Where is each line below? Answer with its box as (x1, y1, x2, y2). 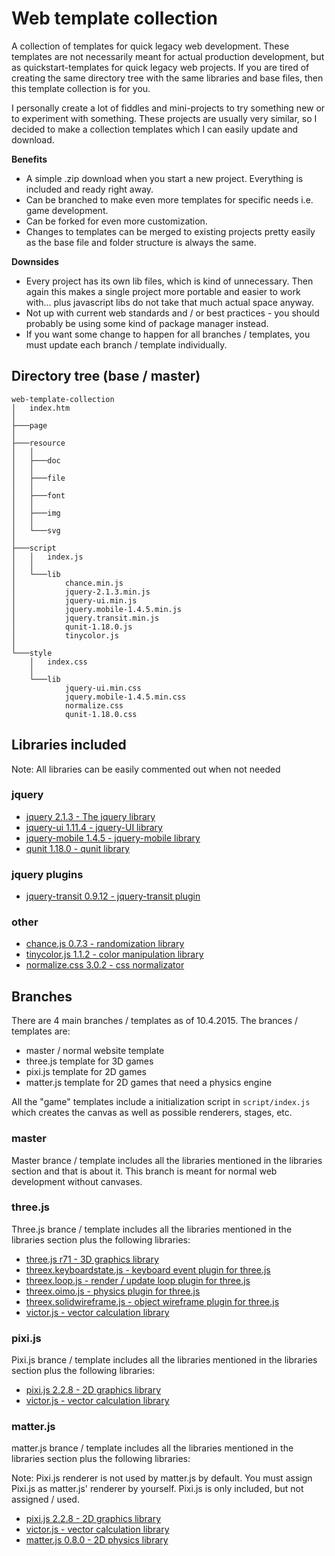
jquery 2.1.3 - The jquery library (25, 810, 156, 822)
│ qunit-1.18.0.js (11, 622, 133, 632)
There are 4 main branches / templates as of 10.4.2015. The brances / (11, 1015, 299, 1027)
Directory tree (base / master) (11, 368, 201, 385)
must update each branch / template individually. (25, 338, 228, 351)
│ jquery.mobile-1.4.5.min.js (11, 604, 183, 614)
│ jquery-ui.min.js (11, 595, 138, 606)
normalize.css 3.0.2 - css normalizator (25, 959, 185, 971)
